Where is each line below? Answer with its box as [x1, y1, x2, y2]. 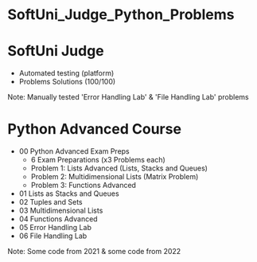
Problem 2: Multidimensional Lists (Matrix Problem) [30, 172, 199, 182]
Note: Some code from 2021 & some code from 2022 [7, 247, 181, 256]
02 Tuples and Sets [18, 197, 83, 207]
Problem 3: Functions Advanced [30, 181, 137, 190]
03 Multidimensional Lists [18, 205, 103, 216]
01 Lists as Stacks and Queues [18, 189, 120, 198]
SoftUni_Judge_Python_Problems [7, 6, 236, 24]
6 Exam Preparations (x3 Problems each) [30, 155, 166, 165]
